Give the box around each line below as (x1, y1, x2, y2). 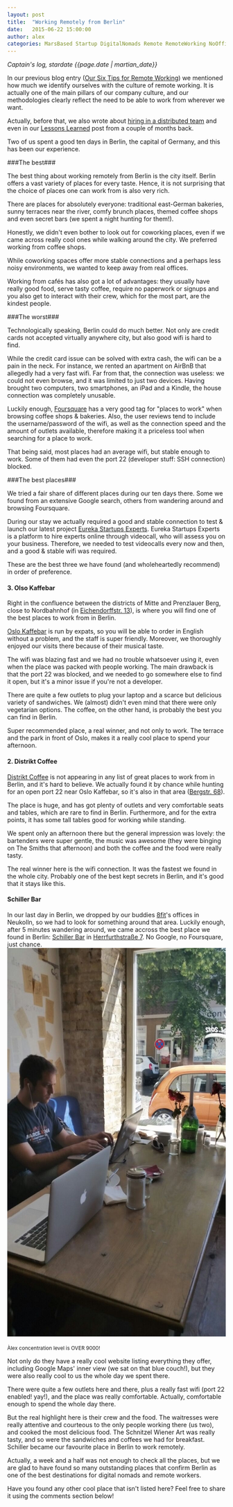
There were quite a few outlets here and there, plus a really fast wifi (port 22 (7, 1385, 225, 1393)
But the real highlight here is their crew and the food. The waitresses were (7, 1413, 218, 1422)
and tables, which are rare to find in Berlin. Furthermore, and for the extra (7, 808, 217, 817)
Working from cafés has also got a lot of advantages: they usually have (7, 278, 210, 286)
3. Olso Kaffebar (7, 584, 55, 592)
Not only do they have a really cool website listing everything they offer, (7, 1356, 212, 1365)
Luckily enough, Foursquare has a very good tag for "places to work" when (7, 405, 223, 413)
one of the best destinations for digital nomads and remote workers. (7, 1471, 202, 1479)
